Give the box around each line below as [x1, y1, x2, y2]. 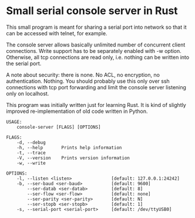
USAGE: [6, 119, 22, 125]
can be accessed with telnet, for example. [6, 29, 107, 36]
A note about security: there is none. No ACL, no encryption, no [6, 71, 160, 78]
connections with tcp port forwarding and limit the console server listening [6, 83, 187, 90]
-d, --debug [16, 139, 46, 145]
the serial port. [6, 60, 42, 67]
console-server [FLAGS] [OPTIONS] [16, 124, 101, 130]
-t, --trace [16, 150, 46, 156]
